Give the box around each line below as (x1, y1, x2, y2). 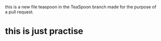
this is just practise (5, 26, 84, 37)
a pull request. (5, 9, 34, 15)
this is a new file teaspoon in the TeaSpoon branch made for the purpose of (5, 4, 157, 10)
